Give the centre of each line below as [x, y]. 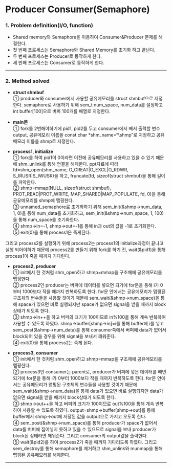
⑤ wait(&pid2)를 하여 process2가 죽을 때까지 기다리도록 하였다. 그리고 [85, 442]
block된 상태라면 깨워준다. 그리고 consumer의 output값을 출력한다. [80, 435]
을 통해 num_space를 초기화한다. [46, 219]
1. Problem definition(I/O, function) [49, 26]
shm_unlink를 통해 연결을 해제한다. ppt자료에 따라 [68, 164]
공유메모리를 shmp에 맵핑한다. [43, 200]
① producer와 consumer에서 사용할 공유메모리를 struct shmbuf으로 [83, 98]
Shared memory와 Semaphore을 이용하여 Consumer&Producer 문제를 [85, 37]
